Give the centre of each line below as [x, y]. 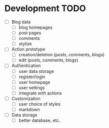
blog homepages [35, 27]
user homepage [34, 82]
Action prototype [28, 49]
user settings [32, 87]
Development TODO [45, 8]
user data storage [36, 71]
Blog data [21, 22]
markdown [29, 109]
